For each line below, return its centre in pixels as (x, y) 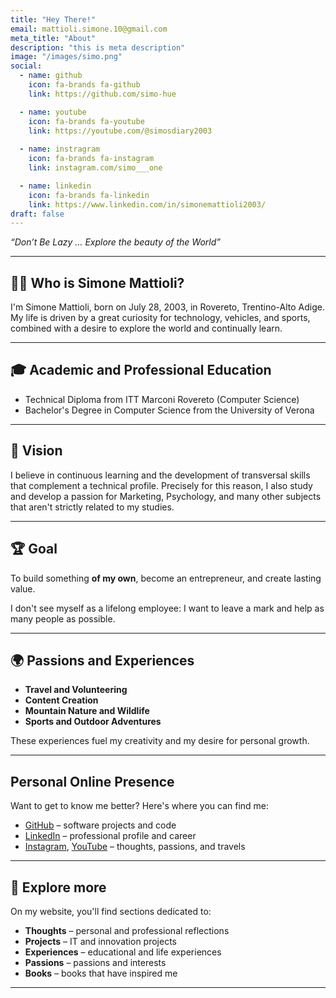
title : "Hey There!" (53, 19)
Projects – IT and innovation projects (100, 941)
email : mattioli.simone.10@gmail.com (89, 29)
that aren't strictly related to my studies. (92, 507)
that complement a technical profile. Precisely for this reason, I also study (161, 485)
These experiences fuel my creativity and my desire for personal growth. (160, 741)
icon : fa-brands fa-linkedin (89, 195)
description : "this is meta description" (98, 47)
